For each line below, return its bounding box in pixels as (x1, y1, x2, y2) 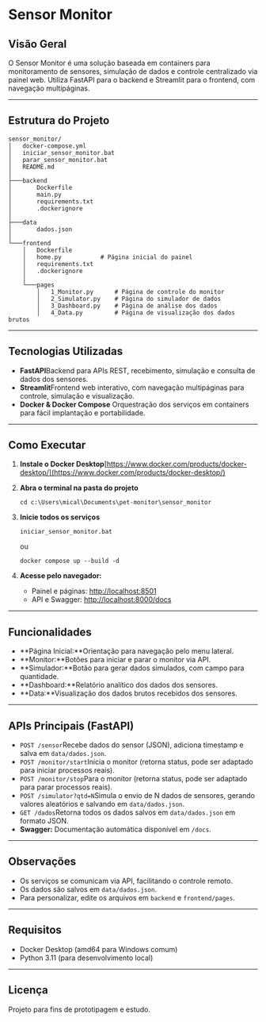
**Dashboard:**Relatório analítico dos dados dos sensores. (19, 681, 218, 690)
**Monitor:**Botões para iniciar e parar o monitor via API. (19, 655, 211, 665)
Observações (8, 855, 77, 869)
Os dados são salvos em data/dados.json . (19, 884, 157, 894)
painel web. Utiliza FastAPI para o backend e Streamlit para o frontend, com (8, 75, 256, 84)
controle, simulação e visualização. (19, 391, 135, 400)
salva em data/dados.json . (19, 749, 107, 758)
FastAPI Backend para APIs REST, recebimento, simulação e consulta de (19, 365, 256, 375)
